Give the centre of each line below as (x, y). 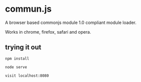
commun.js (29, 9)
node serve (16, 67)
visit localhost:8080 (27, 76)
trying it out (23, 47)
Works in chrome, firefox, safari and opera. (48, 32)
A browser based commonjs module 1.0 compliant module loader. (71, 22)
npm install (17, 59)
